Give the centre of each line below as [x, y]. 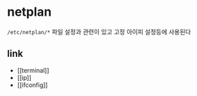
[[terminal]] [33, 70]
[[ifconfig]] [32, 85]
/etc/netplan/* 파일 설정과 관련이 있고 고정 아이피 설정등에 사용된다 [99, 32]
